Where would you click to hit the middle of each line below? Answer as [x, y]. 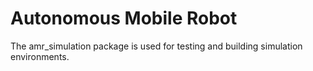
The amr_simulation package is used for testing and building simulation [156, 46]
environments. [40, 56]
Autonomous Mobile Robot [124, 18]
